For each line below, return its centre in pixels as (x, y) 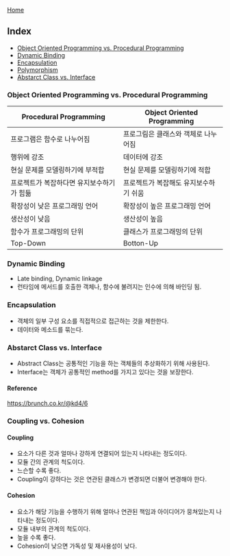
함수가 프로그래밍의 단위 (47, 232)
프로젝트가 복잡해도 (152, 183)
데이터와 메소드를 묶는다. (50, 329)
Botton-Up (141, 243)
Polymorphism (37, 70)
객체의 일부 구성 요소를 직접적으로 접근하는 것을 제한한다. (93, 321)
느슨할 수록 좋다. (39, 471)
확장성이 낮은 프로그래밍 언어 (54, 206)
